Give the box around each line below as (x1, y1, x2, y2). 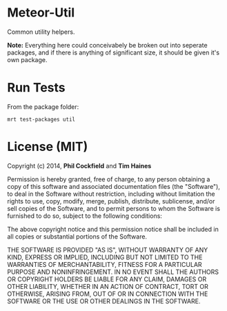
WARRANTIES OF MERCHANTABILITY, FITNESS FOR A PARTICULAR (7, 260, 202, 268)
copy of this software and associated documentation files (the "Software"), (7, 182, 221, 190)
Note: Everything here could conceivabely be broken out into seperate (7, 41, 208, 49)
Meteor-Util (7, 5, 75, 21)
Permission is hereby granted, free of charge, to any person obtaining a (7, 174, 210, 183)
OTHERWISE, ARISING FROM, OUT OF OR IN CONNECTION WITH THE (7, 290, 208, 298)
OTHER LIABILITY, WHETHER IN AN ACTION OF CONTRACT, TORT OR (7, 282, 208, 290)
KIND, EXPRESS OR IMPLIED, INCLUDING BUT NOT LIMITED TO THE (7, 253, 203, 261)
